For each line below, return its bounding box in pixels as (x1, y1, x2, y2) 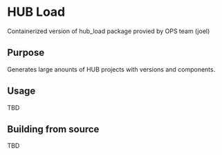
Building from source (7, 123, 100, 135)
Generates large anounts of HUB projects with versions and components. (7, 65, 216, 73)
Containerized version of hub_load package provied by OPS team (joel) (7, 27, 210, 35)
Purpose (7, 47, 45, 59)
